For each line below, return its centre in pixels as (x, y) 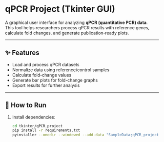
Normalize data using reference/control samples (61, 70)
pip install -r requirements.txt (46, 130)
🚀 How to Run (26, 105)
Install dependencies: (34, 117)
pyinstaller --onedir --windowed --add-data (58, 135)
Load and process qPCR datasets (46, 64)
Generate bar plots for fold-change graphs (55, 80)
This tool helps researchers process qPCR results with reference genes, (77, 27)
